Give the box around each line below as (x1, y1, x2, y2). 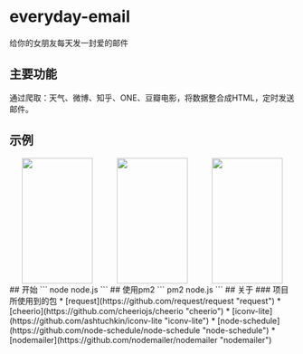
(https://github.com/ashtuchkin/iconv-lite (9, 315, 163, 326)
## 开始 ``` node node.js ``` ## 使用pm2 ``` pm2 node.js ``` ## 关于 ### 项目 (9, 283, 289, 295)
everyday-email (9, 6, 131, 27)
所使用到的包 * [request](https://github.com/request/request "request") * (9, 295, 281, 306)
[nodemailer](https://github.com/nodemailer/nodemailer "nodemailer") (9, 334, 272, 345)
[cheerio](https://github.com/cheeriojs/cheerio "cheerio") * (9, 305, 231, 316)
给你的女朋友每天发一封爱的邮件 (9, 37, 128, 48)
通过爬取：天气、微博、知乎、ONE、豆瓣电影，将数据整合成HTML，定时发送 (9, 92, 295, 103)
